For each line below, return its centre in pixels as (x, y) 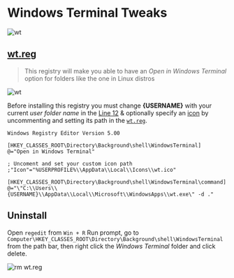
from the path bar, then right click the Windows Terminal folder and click (111, 246)
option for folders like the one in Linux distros (89, 78)
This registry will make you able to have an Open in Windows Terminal (125, 71)
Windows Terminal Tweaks (87, 13)
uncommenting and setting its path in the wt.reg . (78, 120)
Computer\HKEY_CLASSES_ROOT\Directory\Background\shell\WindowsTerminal (115, 239)
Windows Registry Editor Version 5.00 (64, 133)
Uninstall (27, 215)
